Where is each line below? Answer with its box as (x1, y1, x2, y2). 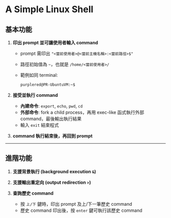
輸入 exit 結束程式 (20, 122, 60, 128)
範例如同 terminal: (20, 72, 58, 78)
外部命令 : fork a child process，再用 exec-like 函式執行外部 (20, 109, 145, 115)
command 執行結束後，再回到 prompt (12, 132, 93, 139)
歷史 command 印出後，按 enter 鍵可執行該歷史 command (20, 207, 142, 213)
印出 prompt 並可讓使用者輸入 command (12, 40, 98, 45)
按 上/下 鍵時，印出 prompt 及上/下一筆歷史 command (20, 201, 132, 207)
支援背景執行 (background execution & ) (12, 168, 97, 174)
